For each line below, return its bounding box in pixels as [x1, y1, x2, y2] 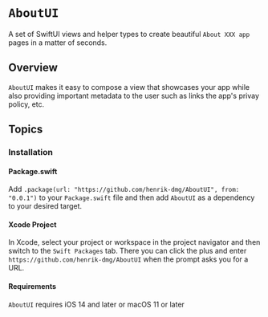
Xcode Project [8, 219, 57, 230]
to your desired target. [8, 201, 83, 211]
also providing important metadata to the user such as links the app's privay [8, 91, 259, 100]
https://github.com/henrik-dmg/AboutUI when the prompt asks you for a [8, 254, 249, 264]
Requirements [8, 282, 57, 291]
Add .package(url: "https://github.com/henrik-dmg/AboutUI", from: [8, 185, 240, 194]
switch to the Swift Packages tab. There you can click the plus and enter [8, 246, 247, 256]
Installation [8, 147, 54, 158]
